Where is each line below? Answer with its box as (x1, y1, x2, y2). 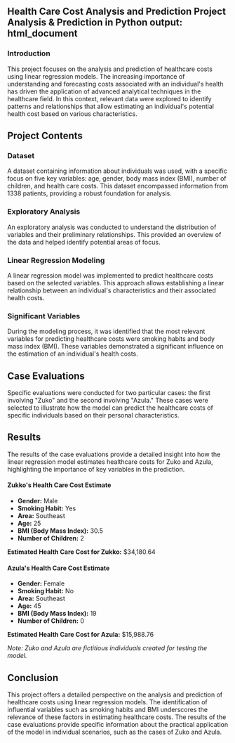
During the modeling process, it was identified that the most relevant (7, 327, 206, 336)
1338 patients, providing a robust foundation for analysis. (7, 189, 172, 198)
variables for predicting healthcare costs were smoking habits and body (7, 335, 215, 343)
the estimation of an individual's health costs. (7, 349, 138, 358)
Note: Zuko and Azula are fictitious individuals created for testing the (7, 644, 208, 652)
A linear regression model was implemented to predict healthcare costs (7, 271, 214, 280)
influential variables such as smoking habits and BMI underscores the (7, 706, 208, 714)
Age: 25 (17, 519, 41, 528)
